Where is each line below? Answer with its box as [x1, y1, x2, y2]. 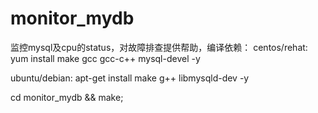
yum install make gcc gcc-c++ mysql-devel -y [10, 52, 201, 64]
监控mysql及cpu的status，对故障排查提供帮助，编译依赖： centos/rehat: [10, 41, 308, 53]
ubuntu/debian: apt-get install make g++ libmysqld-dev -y [10, 72, 250, 84]
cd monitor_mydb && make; [10, 91, 124, 103]
